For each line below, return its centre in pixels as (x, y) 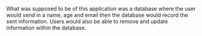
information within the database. (46, 28)
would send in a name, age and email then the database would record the (97, 15)
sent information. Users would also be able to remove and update (87, 21)
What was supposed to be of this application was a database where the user (101, 9)
